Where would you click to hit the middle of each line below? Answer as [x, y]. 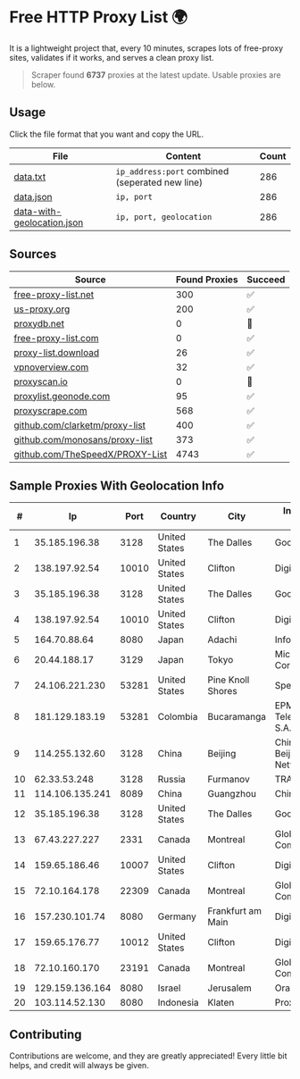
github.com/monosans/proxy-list [83, 439]
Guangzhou [232, 794]
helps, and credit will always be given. [79, 1066]
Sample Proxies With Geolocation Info [117, 485]
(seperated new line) [159, 182]
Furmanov [229, 780]
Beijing [222, 754]
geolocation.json [49, 222]
